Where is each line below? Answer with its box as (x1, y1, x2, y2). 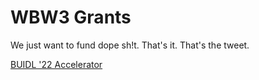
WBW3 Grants (10, 6, 132, 29)
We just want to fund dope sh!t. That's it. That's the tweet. (10, 39, 250, 51)
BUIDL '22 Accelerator (10, 58, 103, 70)
